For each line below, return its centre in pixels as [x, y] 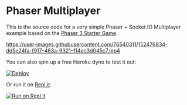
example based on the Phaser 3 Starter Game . [62, 33]
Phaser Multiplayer [53, 11]
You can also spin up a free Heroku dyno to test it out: [71, 62]
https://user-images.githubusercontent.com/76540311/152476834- [87, 44]
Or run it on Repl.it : [29, 84]
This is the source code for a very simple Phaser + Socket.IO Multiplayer [93, 27]
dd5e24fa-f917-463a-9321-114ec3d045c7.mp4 [63, 50]
